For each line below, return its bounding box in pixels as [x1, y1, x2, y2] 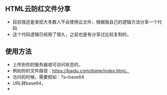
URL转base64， [12, 80, 46, 86]
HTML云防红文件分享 [5, 4, 71, 13]
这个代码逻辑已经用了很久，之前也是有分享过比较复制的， [12, 31, 131, 37]
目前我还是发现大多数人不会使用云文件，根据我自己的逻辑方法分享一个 [12, 19, 158, 25]
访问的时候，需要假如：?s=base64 [12, 74, 84, 80]
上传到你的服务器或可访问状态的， [12, 61, 83, 67]
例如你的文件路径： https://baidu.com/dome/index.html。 [12, 68, 130, 74]
